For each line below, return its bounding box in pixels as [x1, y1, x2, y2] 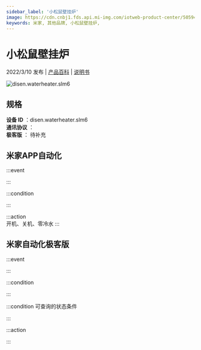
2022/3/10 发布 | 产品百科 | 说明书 [6, 68, 90, 75]
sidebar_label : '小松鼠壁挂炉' [6, 8, 79, 15]
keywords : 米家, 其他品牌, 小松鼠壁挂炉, [6, 20, 100, 26]
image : [6, 14, 23, 20]
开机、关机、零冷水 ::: [6, 220, 60, 227]
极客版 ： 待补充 [6, 131, 46, 138]
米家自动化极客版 [6, 239, 69, 249]
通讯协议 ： [6, 124, 34, 131]
